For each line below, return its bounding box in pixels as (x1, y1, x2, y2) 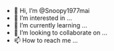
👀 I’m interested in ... (13, 14, 73, 22)
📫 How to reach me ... (13, 37, 78, 44)
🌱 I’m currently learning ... (13, 21, 88, 29)
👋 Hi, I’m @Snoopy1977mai (13, 7, 90, 14)
